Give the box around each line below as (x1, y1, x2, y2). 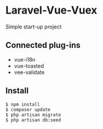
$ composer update (5, 107, 51, 112)
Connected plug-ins (5, 40, 81, 50)
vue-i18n (14, 56, 36, 63)
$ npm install (5, 101, 41, 107)
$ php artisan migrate (5, 112, 61, 118)
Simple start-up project (5, 23, 62, 30)
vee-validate (14, 69, 45, 76)
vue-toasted (14, 62, 44, 69)
